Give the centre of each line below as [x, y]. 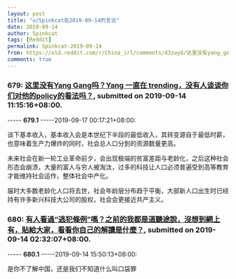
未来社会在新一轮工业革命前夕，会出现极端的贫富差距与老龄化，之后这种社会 [118, 158]
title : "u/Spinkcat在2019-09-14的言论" [64, 20]
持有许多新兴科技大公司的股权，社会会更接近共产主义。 [87, 200]
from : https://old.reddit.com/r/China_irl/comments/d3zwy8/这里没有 [107, 53]
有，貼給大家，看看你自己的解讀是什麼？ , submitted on [101, 230]
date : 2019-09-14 [33, 27]
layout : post [26, 14]
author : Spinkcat [33, 33]
